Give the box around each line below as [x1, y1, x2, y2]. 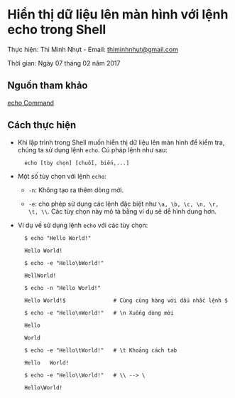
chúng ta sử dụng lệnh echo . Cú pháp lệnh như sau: [17, 145, 168, 154]
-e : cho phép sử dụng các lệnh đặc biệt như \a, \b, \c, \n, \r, [28, 199, 219, 208]
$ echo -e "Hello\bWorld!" [24, 259, 104, 266]
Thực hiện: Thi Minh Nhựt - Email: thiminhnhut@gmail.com [7, 45, 179, 53]
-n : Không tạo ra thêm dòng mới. [28, 185, 124, 194]
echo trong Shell [7, 21, 106, 38]
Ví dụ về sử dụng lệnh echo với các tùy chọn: [17, 221, 148, 229]
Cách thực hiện [7, 119, 77, 131]
